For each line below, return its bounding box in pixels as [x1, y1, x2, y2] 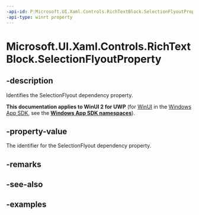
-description [6, 76, 53, 86]
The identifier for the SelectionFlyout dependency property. [6, 142, 152, 149]
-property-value [6, 126, 68, 136]
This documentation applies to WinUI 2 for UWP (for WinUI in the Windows [6, 103, 191, 110]
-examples [6, 200, 47, 210]
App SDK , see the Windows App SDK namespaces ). [6, 109, 135, 116]
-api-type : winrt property [6, 14, 73, 20]
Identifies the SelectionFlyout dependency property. [6, 91, 133, 98]
